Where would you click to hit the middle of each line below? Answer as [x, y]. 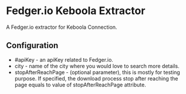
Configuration [32, 46]
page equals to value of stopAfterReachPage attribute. [80, 85]
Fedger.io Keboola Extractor [76, 11]
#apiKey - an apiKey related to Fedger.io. [64, 59]
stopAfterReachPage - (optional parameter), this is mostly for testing [97, 72]
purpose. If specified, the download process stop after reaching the [96, 78]
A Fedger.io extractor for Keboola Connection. [62, 27]
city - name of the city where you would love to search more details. [97, 66]
